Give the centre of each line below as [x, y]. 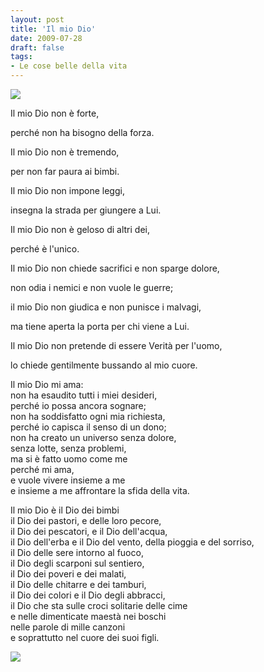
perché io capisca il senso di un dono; [88, 427]
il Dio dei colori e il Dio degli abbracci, [88, 595]
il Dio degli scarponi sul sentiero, [77, 563]
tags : [21, 57]
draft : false [37, 47]
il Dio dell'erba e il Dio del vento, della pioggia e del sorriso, [132, 542]
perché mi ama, [42, 469]
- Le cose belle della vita [69, 66]
